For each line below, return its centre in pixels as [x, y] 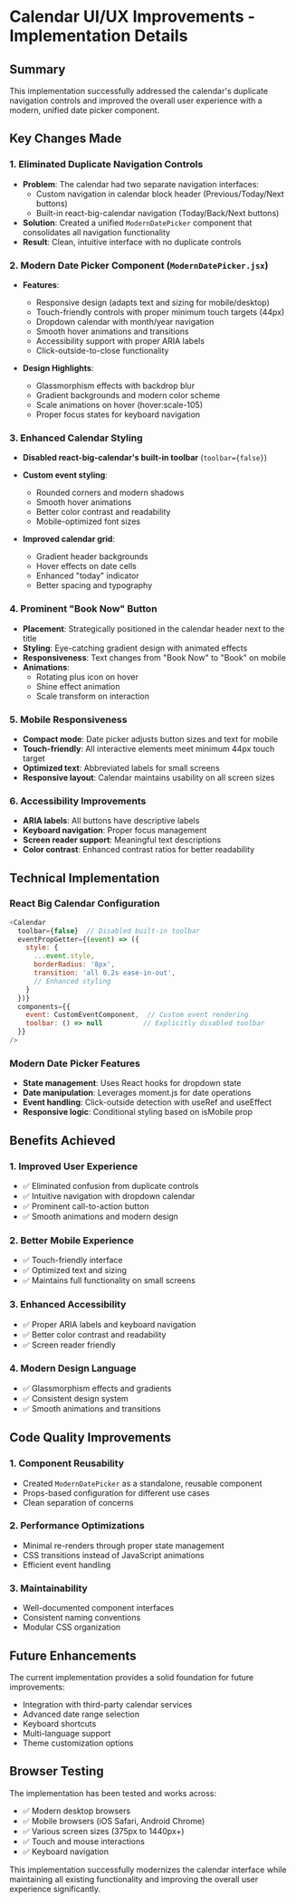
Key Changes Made [66, 139]
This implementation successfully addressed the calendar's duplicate [139, 91]
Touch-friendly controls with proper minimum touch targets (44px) [160, 312]
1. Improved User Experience [74, 1166]
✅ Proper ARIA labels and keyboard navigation [109, 1324]
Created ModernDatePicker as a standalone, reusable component [142, 1483]
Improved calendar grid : [69, 539]
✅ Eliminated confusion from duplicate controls [110, 1185]
